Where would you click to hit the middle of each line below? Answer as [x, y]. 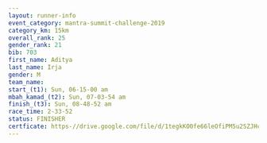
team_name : [26, 82]
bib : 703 [23, 52]
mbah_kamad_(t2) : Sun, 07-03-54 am [67, 97]
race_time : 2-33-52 [41, 112]
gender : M [25, 75]
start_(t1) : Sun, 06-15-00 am [58, 89]
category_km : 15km [39, 30]
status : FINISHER [37, 119]
